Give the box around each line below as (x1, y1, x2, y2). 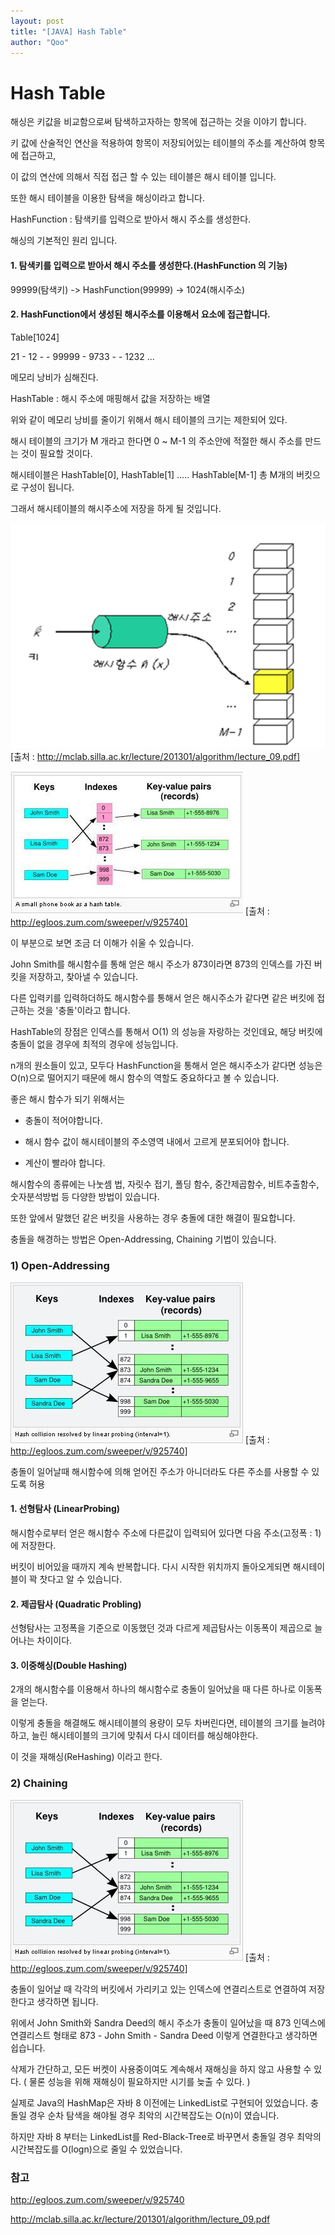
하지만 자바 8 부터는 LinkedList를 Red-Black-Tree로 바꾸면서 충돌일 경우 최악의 (10, 2130, 322, 2142)
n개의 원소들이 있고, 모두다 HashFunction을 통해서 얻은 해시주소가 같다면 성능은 (10, 1060, 323, 1072)
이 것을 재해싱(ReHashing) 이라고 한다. (10, 1751, 163, 1763)
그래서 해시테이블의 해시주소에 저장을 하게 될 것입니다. (10, 502, 222, 514)
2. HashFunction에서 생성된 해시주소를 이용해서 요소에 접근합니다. (10, 308, 271, 320)
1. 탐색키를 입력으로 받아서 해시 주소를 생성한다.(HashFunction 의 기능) (10, 259, 288, 271)
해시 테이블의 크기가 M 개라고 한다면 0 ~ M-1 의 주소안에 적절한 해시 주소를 (10, 435, 303, 447)
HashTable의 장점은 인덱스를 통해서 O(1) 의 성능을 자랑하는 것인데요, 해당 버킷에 (10, 1026, 323, 1038)
